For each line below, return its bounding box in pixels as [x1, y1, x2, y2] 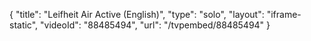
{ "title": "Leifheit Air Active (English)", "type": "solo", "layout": [9, 9, 265, 20]
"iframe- [266, 9, 302, 20]
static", [9, 19, 39, 31]
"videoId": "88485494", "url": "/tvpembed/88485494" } [40, 19, 271, 31]
